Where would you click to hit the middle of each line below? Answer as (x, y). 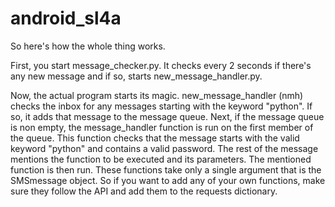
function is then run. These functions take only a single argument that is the (166, 169)
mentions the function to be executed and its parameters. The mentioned (161, 159)
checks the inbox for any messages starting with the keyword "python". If (161, 106)
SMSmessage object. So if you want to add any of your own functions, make (168, 180)
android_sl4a (66, 18)
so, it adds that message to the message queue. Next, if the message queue (167, 116)
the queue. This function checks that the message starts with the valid (155, 138)
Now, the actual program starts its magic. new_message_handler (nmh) (157, 95)
